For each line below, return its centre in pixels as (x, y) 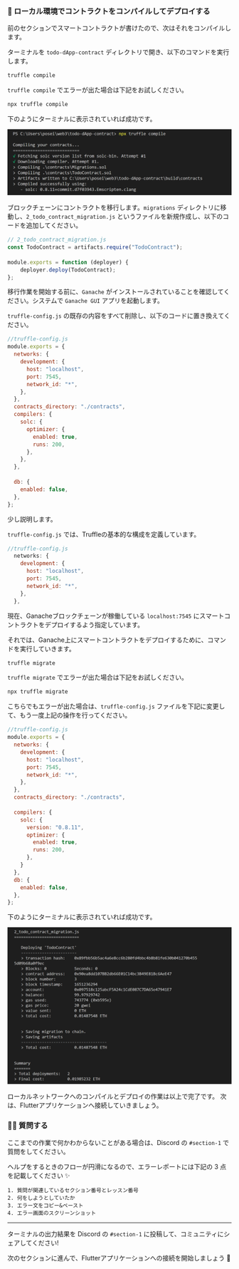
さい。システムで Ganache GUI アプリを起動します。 (88, 301)
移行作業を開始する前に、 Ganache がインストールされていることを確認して (116, 292)
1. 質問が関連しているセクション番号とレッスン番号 (73, 1190)
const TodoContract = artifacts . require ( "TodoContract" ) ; (95, 247)
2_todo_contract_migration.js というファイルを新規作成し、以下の (124, 217)
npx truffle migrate (38, 692)
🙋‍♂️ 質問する (28, 1126)
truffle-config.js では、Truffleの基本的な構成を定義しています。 (104, 534)
